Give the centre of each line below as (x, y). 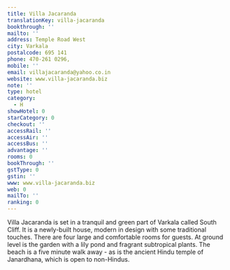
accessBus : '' (28, 144)
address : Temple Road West (46, 40)
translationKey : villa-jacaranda (56, 20)
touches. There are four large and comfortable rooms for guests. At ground (115, 237)
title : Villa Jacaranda (42, 14)
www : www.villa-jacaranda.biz (51, 183)
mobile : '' (23, 66)
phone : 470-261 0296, (39, 59)
